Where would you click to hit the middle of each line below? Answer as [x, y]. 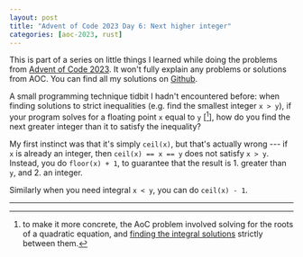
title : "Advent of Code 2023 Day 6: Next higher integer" [120, 26]
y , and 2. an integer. [46, 173]
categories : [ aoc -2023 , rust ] [66, 34]
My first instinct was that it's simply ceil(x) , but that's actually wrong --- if [149, 144]
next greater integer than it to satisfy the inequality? [105, 127]
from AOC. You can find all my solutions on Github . [104, 79]
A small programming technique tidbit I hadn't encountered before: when [145, 96]
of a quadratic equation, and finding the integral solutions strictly [142, 234]
